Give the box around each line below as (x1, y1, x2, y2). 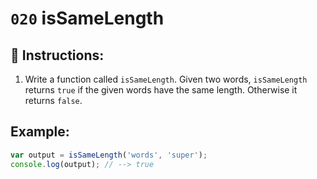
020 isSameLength (10, 7, 165, 30)
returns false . (24, 95, 83, 106)
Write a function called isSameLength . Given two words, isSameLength (24, 73, 308, 85)
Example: (10, 123, 70, 141)
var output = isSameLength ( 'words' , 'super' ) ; (10, 150, 208, 160)
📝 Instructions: (10, 47, 105, 64)
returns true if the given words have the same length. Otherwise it (24, 84, 298, 96)
